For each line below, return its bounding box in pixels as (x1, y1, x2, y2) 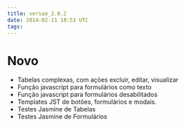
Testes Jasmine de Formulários (17, 112, 108, 121)
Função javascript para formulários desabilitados (17, 91, 158, 99)
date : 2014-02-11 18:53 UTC (7, 17, 89, 24)
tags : (7, 23, 23, 30)
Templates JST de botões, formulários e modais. (17, 98, 157, 106)
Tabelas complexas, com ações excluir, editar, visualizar (17, 75, 179, 84)
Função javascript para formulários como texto (17, 83, 152, 91)
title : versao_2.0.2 (7, 10, 68, 17)
